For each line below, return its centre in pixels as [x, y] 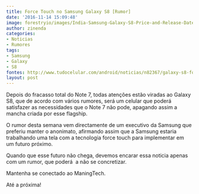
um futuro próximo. [30, 144]
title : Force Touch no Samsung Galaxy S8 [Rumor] [69, 12]
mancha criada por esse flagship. [47, 114]
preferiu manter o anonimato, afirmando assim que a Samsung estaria [91, 132]
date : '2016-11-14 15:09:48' [42, 17]
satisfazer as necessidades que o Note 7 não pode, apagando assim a [92, 107]
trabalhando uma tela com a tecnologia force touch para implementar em [95, 138]
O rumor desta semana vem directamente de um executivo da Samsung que [99, 125]
